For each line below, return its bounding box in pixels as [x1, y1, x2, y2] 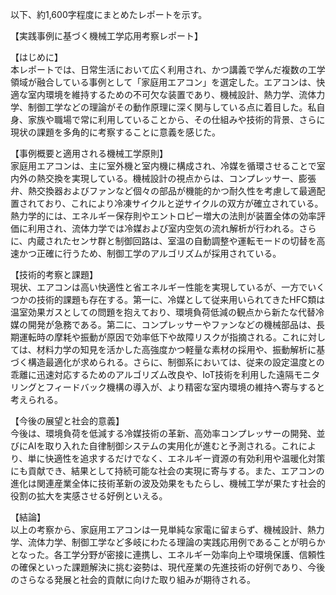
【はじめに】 [10, 51, 63, 63]
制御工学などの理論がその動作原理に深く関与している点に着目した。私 [27, 101, 317, 113]
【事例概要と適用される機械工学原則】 [10, 148, 168, 159]
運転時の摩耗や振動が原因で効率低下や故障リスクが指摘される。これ [18, 331, 300, 343]
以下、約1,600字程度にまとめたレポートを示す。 [10, 9, 208, 20]
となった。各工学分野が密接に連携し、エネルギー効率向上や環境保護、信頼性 [10, 549, 326, 560]
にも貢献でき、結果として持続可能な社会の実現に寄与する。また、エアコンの [10, 465, 325, 477]
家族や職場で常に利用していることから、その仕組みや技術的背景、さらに [27, 114, 326, 125]
